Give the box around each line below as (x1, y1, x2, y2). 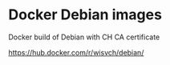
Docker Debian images (8, 6, 163, 24)
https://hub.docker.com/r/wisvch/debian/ (8, 47, 144, 57)
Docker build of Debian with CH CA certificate (8, 32, 160, 42)
